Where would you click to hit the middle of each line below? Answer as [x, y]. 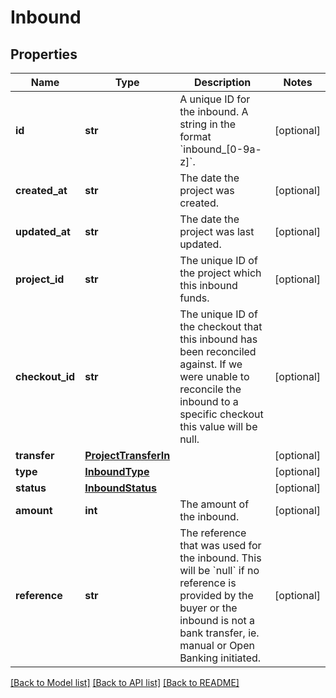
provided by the [216, 595]
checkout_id [45, 376]
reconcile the [210, 389]
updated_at [43, 231]
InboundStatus [121, 488]
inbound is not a [217, 620]
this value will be [218, 426]
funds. [194, 298]
